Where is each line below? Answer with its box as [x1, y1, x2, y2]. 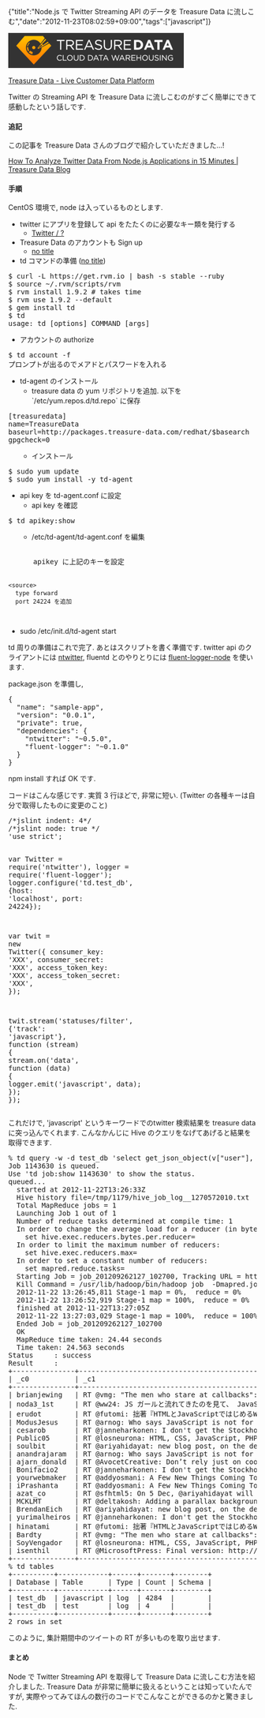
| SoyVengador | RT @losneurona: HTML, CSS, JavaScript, [8, 1538, 242, 1548]
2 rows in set [8, 1617, 63, 1626]
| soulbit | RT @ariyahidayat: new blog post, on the [8, 1442, 246, 1450]
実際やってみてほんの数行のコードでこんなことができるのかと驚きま [25, 1691, 247, 1701]
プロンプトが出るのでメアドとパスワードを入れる [8, 360, 167, 369]
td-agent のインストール [19, 376, 99, 386]
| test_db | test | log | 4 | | [8, 1601, 213, 1611]
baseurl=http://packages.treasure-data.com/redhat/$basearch [8, 428, 250, 436]
